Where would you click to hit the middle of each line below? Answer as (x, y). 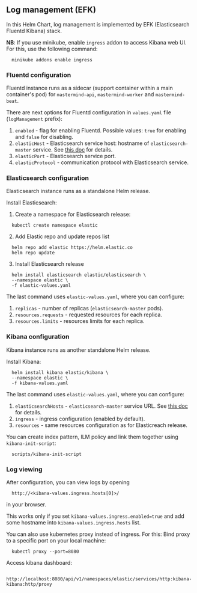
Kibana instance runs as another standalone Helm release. (78, 350)
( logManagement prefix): (35, 119)
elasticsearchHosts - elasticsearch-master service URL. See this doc (101, 406)
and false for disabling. (44, 137)
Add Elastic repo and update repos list (62, 236)
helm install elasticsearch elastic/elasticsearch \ (79, 275)
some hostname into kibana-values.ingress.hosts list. (74, 522)
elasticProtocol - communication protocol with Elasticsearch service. (102, 162)
